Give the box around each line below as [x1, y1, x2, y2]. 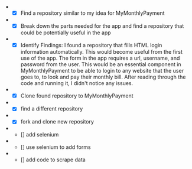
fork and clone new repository [20, 118, 95, 125]
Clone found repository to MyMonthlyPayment [20, 92, 134, 99]
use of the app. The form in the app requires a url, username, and [20, 54, 180, 62]
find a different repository [20, 105, 83, 112]
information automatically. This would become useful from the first [20, 48, 183, 56]
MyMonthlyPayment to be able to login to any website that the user [20, 67, 184, 74]
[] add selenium [20, 131, 59, 138]
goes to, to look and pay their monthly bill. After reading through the [20, 73, 186, 80]
